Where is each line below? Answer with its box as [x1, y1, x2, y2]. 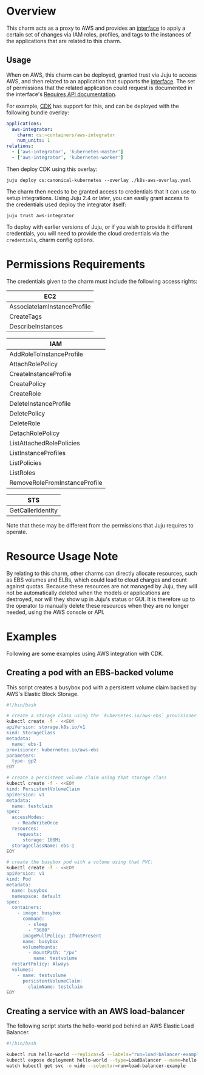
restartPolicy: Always [12, 961, 69, 967]
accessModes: [12, 814, 45, 821]
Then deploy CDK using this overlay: [6, 165, 98, 173]
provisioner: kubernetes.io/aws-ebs [6, 746, 99, 753]
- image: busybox [17, 910, 61, 916]
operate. [6, 528, 27, 535]
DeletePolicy [9, 409, 46, 417]
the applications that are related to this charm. [6, 37, 121, 44]
